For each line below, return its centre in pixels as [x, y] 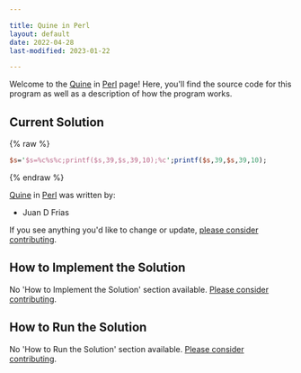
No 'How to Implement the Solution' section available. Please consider [139, 289]
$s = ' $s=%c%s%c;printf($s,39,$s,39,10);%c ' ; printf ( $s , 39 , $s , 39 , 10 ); [138, 160]
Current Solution [57, 122]
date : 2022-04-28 [42, 42]
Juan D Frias [46, 212]
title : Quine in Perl [50, 25]
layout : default [40, 34]
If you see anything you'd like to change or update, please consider [134, 230]
